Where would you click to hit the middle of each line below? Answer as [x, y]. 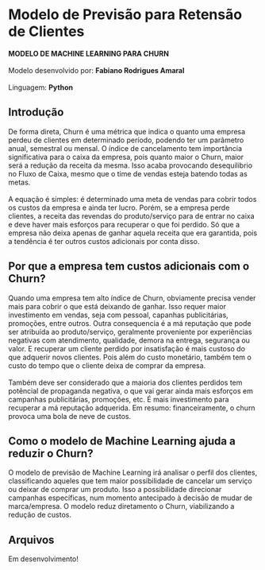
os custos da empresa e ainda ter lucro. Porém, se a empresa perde [119, 207]
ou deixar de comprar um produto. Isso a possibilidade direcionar [115, 490]
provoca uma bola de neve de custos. [70, 416]
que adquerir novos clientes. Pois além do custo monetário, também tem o [130, 357]
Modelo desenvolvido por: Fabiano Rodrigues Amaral [96, 70]
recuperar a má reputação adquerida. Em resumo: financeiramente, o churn [132, 408]
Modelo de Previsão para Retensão [125, 15]
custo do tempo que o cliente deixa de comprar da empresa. [107, 365]
